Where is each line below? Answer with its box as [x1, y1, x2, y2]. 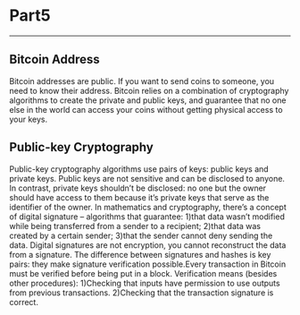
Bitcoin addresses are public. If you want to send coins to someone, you [9, 75, 275, 86]
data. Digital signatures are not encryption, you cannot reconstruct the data [9, 239, 287, 251]
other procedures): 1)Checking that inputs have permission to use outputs [9, 277, 280, 288]
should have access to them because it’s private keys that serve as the [9, 192, 270, 202]
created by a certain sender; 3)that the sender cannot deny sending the [9, 230, 273, 241]
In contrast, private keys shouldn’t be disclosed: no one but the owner [9, 183, 266, 193]
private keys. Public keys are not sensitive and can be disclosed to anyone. [9, 173, 286, 183]
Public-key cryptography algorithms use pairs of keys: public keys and [9, 163, 270, 175]
